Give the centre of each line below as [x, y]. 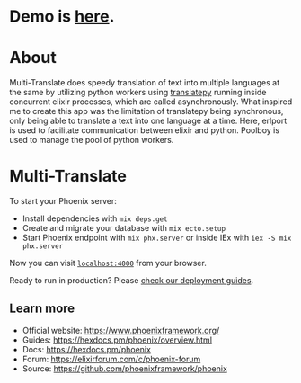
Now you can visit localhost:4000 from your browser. [108, 263]
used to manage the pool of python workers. [92, 140]
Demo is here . [62, 17]
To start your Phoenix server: [63, 201]
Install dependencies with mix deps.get [95, 218]
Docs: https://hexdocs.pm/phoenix [86, 349]
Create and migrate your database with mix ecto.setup [124, 228]
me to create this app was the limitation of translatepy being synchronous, [146, 111]
